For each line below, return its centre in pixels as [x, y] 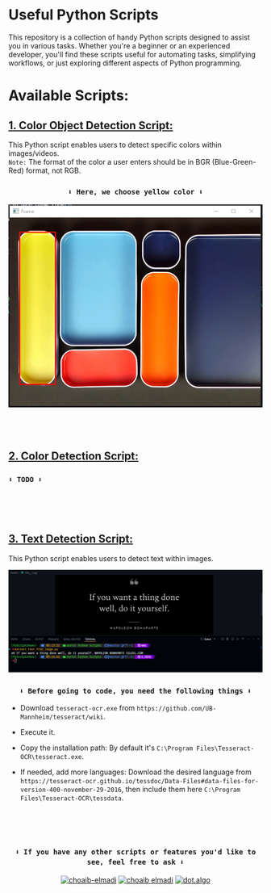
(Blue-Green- [234, 161]
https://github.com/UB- [177, 709]
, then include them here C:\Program [181, 790]
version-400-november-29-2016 [71, 790]
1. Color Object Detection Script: [91, 126]
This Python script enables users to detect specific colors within [115, 145]
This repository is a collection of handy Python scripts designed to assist [129, 37]
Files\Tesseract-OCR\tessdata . [72, 798]
